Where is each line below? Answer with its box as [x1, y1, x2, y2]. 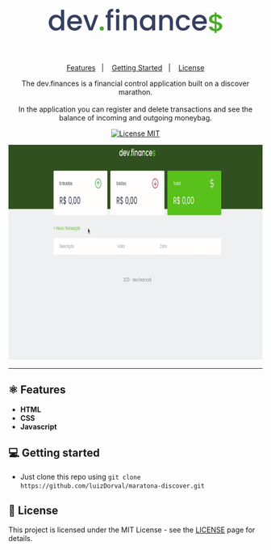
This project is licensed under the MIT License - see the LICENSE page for [8, 525, 256, 535]
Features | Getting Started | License [66, 62, 205, 72]
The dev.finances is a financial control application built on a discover [21, 78, 250, 88]
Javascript [19, 421, 57, 431]
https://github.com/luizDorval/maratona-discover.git [19, 481, 205, 490]
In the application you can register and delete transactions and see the [18, 104, 253, 114]
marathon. [118, 87, 153, 96]
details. [8, 534, 33, 544]
